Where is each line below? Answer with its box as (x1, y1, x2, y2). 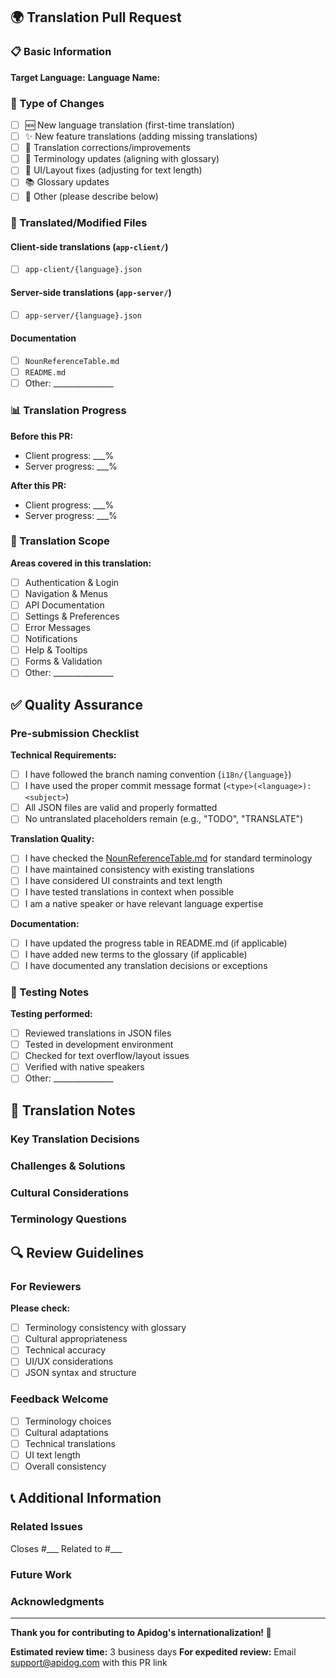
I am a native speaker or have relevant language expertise (24, 897, 264, 909)
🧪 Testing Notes (10, 985, 90, 999)
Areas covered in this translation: (10, 557, 152, 569)
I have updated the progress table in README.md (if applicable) (24, 937, 288, 949)
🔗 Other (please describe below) (24, 190, 159, 203)
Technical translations (24, 1437, 116, 1449)
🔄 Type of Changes (10, 96, 105, 110)
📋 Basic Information (10, 45, 112, 59)
